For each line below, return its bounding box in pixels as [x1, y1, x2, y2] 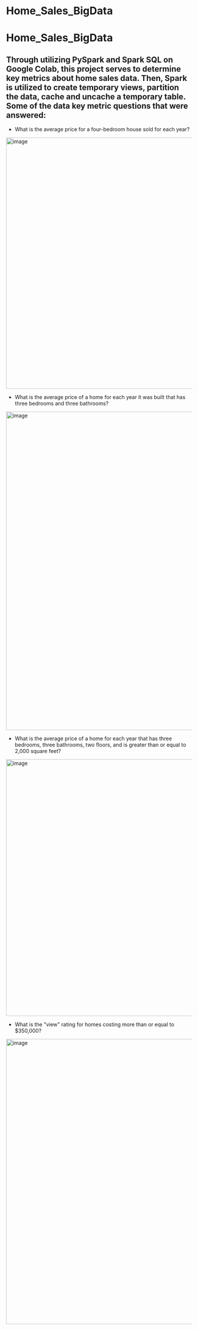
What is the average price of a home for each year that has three [14, 735, 172, 742]
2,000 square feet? [14, 748, 61, 755]
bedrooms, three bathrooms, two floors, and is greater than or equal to [14, 741, 187, 748]
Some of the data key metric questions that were [6, 100, 189, 111]
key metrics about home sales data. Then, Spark [6, 73, 187, 83]
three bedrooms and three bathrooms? [14, 400, 109, 407]
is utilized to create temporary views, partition [6, 82, 180, 92]
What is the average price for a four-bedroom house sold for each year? [14, 126, 190, 133]
